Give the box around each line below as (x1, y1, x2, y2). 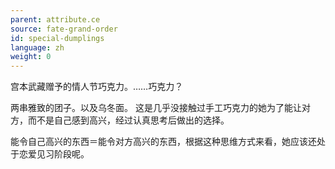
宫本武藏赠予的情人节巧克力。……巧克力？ (10, 81, 184, 93)
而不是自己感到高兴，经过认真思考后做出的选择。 (27, 114, 230, 126)
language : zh (10, 42, 65, 53)
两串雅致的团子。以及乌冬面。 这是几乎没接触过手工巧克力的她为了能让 (10, 102, 302, 114)
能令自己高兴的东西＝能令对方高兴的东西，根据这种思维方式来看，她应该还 (10, 136, 317, 148)
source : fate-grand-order (10, 24, 118, 34)
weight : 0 (10, 52, 52, 62)
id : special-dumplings (10, 33, 105, 43)
